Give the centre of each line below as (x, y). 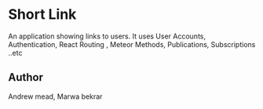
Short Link (42, 15)
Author (26, 77)
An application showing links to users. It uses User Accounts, (107, 36)
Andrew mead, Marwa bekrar (55, 96)
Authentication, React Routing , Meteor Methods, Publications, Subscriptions (132, 44)
